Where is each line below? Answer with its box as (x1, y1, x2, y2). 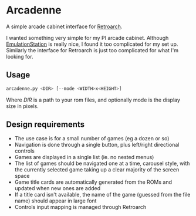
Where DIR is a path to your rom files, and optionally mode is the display (6, 96, 181, 103)
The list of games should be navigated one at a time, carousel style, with (14, 160, 190, 167)
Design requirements (6, 120, 85, 130)
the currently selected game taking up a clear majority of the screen (14, 166, 180, 173)
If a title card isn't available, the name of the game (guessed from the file (14, 191, 191, 198)
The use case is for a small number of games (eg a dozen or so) (14, 135, 170, 142)
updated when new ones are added (14, 185, 101, 192)
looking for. (6, 53, 33, 60)
